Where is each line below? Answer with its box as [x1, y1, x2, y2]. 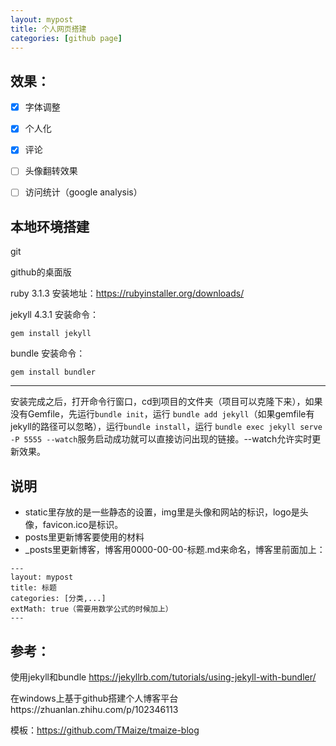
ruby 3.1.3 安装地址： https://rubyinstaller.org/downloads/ [10, 287, 245, 300]
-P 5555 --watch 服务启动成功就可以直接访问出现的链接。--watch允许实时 [10, 433, 313, 445]
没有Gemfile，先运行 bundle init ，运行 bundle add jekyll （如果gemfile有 [10, 408, 315, 420]
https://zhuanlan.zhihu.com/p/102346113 [10, 703, 179, 715]
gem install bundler [10, 367, 97, 378]
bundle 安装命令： [10, 347, 86, 360]
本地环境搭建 [10, 218, 90, 235]
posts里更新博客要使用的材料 [24, 531, 145, 543]
